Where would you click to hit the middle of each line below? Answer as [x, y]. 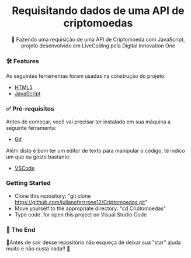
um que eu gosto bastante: [39, 157]
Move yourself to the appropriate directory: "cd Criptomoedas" [90, 208]
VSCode [25, 168]
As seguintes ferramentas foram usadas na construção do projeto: [86, 76]
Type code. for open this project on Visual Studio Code [81, 214]
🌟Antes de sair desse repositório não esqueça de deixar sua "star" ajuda [93, 242]
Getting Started [28, 183]
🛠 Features [22, 61]
